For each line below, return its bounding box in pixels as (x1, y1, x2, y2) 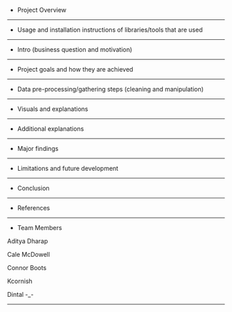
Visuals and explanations (17, 105, 88, 113)
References (17, 204, 50, 212)
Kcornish (7, 277, 33, 285)
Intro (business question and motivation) (17, 45, 133, 54)
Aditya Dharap (7, 237, 48, 245)
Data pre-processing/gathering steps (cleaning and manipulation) (17, 85, 204, 93)
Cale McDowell (7, 251, 50, 258)
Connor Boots (7, 264, 47, 271)
